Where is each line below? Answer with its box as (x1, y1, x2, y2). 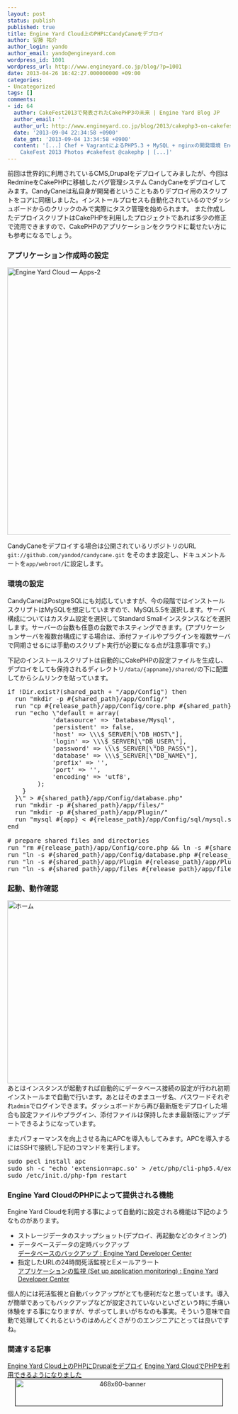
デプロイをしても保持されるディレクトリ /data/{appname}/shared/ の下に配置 (7, 664, 229, 673)
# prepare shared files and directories (7, 836, 150, 844)
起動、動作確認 (7, 883, 59, 893)
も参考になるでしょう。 (7, 231, 76, 240)
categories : (7, 76, 42, 84)
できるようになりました (13, 1371, 82, 1379)
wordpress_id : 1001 (7, 57, 65, 64)
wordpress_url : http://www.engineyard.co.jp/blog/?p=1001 (7, 63, 182, 70)
